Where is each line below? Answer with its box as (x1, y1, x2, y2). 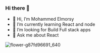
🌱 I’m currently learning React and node (12, 21, 95, 27)
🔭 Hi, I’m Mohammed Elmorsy (12, 16, 74, 22)
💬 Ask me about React (12, 32, 59, 38)
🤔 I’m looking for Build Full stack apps (12, 27, 91, 33)
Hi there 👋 (5, 5, 30, 12)
